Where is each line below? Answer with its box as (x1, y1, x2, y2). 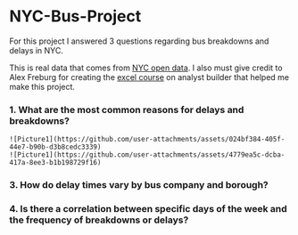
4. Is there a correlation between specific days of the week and (9, 203, 287, 215)
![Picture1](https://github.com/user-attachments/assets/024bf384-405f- (9, 135, 286, 144)
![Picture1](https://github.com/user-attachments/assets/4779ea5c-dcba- (9, 150, 286, 159)
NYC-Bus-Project (9, 6, 142, 27)
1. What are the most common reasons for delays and (9, 103, 244, 116)
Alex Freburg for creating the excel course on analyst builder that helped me (9, 71, 290, 82)
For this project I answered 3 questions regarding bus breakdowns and (9, 36, 269, 46)
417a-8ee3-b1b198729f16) (9, 158, 102, 167)
